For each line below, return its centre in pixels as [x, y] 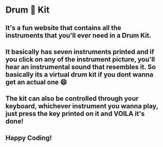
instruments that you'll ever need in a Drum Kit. [79, 35]
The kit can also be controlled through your [72, 99]
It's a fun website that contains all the [64, 28]
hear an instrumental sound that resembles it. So [81, 67]
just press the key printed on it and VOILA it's [75, 114]
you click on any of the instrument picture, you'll [80, 59]
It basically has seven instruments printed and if [80, 52]
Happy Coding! [29, 138]
